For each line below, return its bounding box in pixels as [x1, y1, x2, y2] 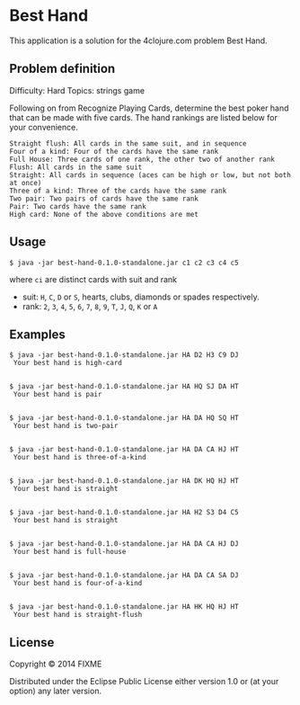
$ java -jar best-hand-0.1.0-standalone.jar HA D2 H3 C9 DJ [9, 351, 240, 360]
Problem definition [9, 61, 116, 76]
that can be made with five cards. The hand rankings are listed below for [9, 112, 278, 122]
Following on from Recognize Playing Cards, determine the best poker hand [9, 103, 289, 113]
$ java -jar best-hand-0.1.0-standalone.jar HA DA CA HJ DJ [9, 540, 240, 549]
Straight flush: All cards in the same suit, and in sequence [9, 138, 247, 148]
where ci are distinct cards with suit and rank [9, 273, 178, 284]
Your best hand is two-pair [13, 422, 119, 431]
